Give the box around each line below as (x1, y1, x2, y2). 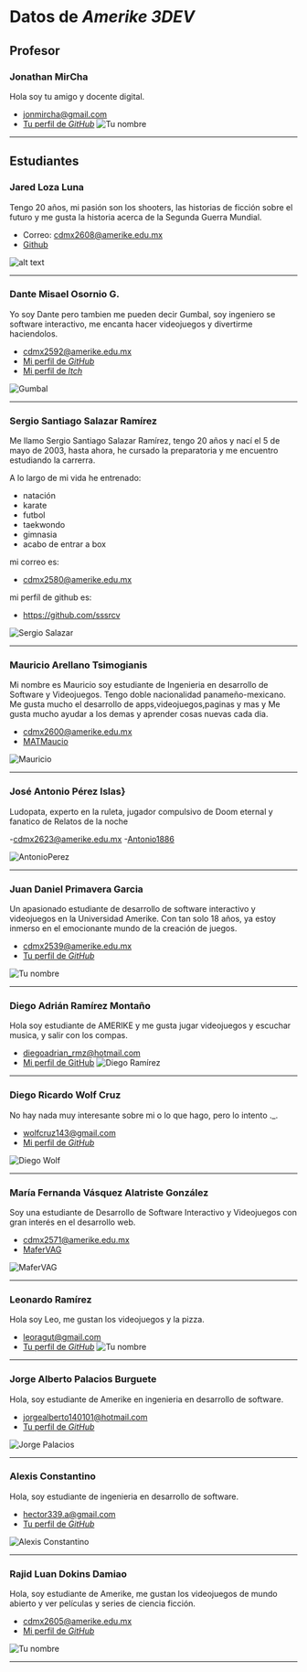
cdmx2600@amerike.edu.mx (22, 726, 132, 737)
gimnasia (22, 529, 58, 541)
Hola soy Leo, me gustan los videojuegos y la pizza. (9, 1314, 206, 1325)
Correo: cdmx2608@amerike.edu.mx (22, 229, 163, 240)
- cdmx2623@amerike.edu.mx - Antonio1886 (9, 833, 175, 844)
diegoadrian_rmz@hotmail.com (22, 1047, 142, 1058)
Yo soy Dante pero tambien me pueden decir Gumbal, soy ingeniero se (9, 308, 276, 319)
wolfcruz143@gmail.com (22, 1127, 116, 1138)
